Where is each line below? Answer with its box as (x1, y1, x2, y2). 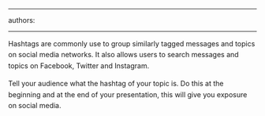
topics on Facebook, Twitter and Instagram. (8, 60, 150, 71)
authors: (8, 16, 35, 24)
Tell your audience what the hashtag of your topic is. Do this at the (8, 79, 224, 89)
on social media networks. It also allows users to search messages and (8, 50, 239, 60)
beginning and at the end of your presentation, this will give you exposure (8, 89, 248, 99)
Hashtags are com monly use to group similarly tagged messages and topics (8, 39, 256, 48)
